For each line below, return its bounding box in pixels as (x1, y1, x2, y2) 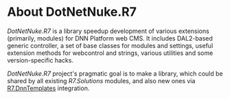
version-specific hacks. (7, 56, 74, 64)
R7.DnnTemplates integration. (7, 84, 90, 92)
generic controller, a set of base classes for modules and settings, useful (7, 41, 214, 49)
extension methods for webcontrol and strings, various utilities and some (7, 49, 214, 57)
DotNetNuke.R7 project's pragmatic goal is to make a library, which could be (7, 69, 223, 78)
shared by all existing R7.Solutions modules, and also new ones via (7, 76, 196, 85)
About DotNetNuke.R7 (7, 4, 137, 20)
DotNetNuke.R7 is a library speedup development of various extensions (7, 27, 209, 35)
